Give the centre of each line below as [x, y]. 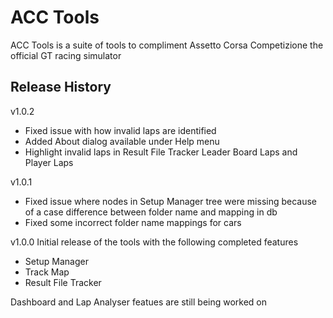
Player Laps [49, 162]
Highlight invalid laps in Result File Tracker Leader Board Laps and [161, 152]
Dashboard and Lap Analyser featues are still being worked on [139, 302]
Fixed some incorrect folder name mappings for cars [133, 222]
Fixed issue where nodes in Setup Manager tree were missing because [171, 201]
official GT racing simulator [66, 55]
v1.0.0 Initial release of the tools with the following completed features [154, 242]
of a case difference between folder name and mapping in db [151, 212]
